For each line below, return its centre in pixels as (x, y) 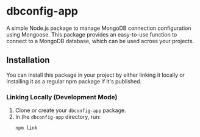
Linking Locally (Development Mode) (62, 97)
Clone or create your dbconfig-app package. (70, 110)
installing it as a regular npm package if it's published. (74, 81)
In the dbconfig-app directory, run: (58, 117)
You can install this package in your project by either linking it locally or (95, 75)
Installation (28, 60)
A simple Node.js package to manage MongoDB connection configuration (99, 28)
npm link (26, 128)
